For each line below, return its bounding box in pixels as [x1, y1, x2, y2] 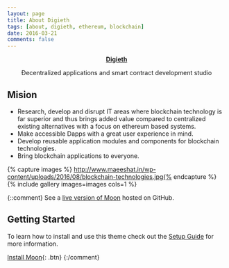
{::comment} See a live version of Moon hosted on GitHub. [7, 193, 175, 202]
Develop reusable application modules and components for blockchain [17, 136, 220, 145]
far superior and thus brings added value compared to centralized [17, 114, 206, 123]
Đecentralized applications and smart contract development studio [21, 69, 212, 77]
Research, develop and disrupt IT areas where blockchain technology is [17, 107, 222, 116]
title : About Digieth [7, 17, 70, 24]
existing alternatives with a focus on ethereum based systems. [17, 122, 196, 130]
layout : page [7, 10, 45, 17]
